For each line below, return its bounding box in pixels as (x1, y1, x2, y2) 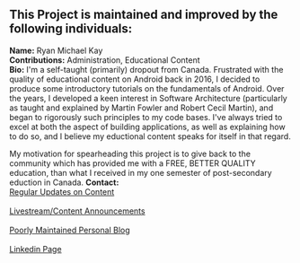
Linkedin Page (9, 243, 62, 254)
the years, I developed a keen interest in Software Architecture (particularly (9, 92, 287, 103)
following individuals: (9, 22, 133, 37)
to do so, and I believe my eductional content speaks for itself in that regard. (9, 130, 292, 142)
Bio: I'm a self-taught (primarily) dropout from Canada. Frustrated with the (9, 64, 284, 75)
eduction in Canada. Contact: (9, 177, 119, 188)
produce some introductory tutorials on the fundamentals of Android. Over (9, 83, 285, 93)
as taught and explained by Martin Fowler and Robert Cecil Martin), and (9, 102, 274, 113)
